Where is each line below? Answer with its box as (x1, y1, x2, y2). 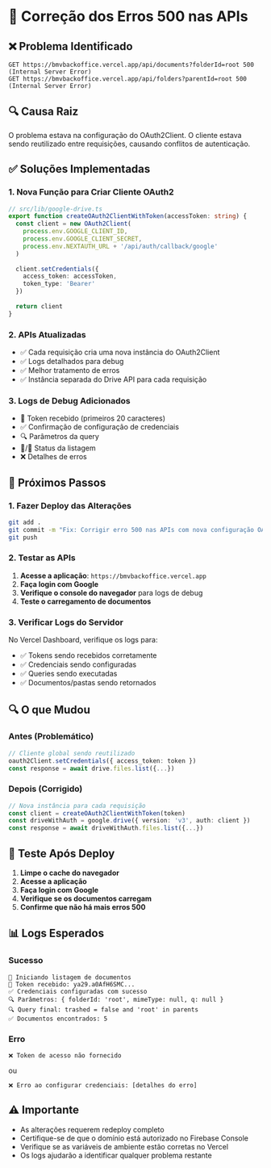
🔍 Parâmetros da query (19, 432, 99, 442)
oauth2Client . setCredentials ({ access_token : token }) (8, 756, 197, 765)
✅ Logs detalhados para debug (19, 356, 124, 366)
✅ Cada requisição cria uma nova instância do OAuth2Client (19, 347, 220, 357)
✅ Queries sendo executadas (19, 669, 118, 679)
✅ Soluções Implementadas (8, 162, 151, 176)
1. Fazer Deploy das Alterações (8, 500, 131, 511)
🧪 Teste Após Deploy (8, 847, 115, 860)
